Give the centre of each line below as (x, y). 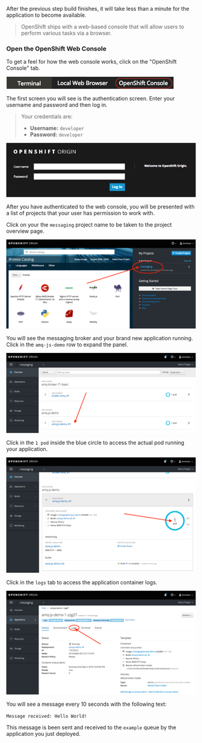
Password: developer (56, 135)
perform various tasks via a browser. (66, 33)
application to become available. (46, 15)
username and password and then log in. (57, 105)
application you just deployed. (44, 734)
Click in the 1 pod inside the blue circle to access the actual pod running (95, 442)
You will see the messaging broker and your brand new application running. (100, 338)
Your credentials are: (47, 117)
